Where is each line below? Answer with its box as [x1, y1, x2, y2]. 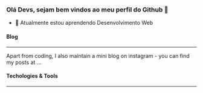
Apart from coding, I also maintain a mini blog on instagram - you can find [6, 52, 190, 59]
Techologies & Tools [6, 72, 59, 80]
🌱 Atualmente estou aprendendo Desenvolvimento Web [14, 19, 153, 27]
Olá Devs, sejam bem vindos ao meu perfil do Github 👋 [6, 5, 169, 14]
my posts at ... [6, 59, 42, 66]
